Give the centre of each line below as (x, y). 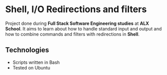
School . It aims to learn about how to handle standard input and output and (83, 28)
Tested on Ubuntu (31, 67)
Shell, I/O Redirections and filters (76, 9)
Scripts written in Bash (36, 62)
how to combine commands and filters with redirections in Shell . (72, 34)
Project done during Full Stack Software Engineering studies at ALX (77, 23)
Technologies (27, 50)
